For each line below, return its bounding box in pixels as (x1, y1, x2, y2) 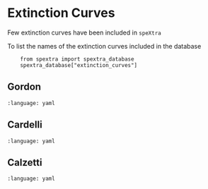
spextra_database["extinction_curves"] (20, 61, 138, 68)
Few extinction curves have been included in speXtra (7, 28, 161, 37)
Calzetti (7, 157, 42, 169)
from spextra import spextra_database (20, 55, 134, 63)
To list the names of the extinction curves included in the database (7, 42, 202, 50)
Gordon (7, 81, 41, 93)
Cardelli (7, 118, 42, 131)
